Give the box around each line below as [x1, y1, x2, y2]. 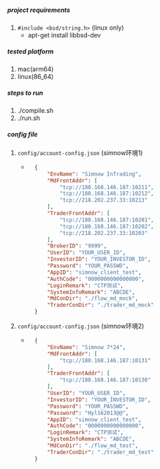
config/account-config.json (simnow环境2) [17, 322, 145, 330]
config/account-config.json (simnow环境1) [17, 148, 143, 157]
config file [7, 130, 39, 138]
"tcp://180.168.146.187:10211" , [59, 183, 154, 190]
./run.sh [17, 114, 41, 122]
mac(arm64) [17, 64, 54, 73]
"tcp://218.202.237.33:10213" [59, 197, 148, 204]
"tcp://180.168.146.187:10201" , [59, 216, 154, 224]
